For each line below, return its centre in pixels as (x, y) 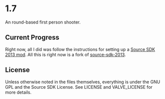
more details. (18, 92)
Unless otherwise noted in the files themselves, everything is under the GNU (83, 82)
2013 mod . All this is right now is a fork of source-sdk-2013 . (66, 54)
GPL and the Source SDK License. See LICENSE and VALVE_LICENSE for (79, 87)
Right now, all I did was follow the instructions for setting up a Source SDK (80, 49)
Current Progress (32, 37)
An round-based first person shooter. (43, 22)
